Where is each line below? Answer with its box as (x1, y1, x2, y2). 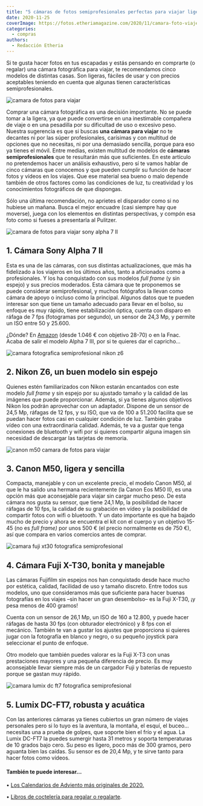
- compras (11, 31, 36, 37)
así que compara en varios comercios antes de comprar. (6, 531, 147, 538)
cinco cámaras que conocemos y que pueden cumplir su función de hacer (6, 166, 192, 173)
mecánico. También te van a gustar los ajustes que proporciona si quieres (6, 626, 190, 634)
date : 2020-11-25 (6, 15, 50, 21)
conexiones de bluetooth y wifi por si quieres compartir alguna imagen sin (6, 427, 191, 435)
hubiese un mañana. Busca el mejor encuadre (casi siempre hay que (6, 203, 177, 210)
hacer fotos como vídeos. (6, 754, 70, 761)
